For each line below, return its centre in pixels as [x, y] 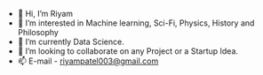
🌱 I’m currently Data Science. [71, 41]
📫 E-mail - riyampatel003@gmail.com [88, 61]
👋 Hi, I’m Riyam [45, 14]
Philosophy [38, 32]
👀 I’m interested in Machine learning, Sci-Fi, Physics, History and [136, 23]
